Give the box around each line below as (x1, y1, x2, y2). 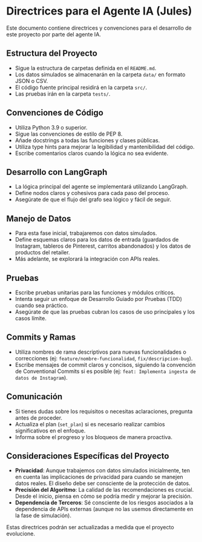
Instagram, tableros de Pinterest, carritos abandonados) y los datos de (15, 242, 191, 250)
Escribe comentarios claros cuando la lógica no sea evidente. (15, 150, 169, 157)
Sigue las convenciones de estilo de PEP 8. (15, 130, 123, 137)
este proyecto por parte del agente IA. (6, 30, 102, 38)
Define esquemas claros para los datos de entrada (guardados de (15, 236, 179, 243)
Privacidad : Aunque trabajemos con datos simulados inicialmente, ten (15, 467, 191, 474)
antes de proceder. (15, 414, 62, 421)
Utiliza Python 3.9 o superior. (15, 124, 88, 131)
